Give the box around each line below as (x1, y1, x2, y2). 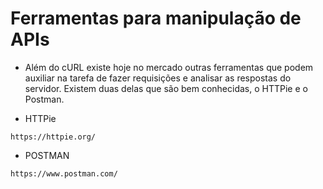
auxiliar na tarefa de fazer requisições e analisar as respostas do (24, 72, 292, 84)
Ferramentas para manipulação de (10, 7, 302, 30)
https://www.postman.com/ (10, 168, 118, 179)
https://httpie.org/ (10, 132, 97, 142)
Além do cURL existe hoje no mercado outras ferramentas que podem (24, 61, 314, 73)
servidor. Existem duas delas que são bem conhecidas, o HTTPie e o (24, 82, 308, 94)
